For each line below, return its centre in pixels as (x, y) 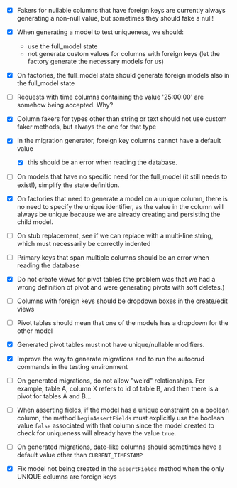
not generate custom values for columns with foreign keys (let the (124, 54)
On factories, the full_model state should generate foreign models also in (123, 75)
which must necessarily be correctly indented (84, 243)
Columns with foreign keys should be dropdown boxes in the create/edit (122, 301)
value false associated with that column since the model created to (115, 425)
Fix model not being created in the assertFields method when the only (120, 469)
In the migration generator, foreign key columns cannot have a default (119, 141)
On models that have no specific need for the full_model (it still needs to (122, 176)
